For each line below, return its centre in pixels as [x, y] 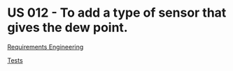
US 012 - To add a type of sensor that [117, 13]
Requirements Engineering [45, 47]
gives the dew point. [68, 27]
